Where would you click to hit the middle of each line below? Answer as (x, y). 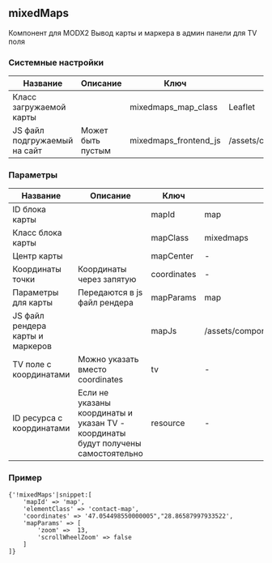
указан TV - (102, 423)
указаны (94, 403)
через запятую (107, 279)
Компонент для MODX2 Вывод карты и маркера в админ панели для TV (133, 32)
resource (168, 423)
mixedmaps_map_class (174, 107)
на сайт (27, 151)
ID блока (30, 210)
